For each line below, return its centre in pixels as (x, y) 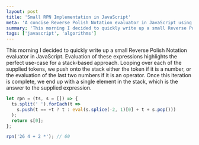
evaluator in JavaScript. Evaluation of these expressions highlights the (92, 57)
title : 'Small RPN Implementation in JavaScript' (69, 17)
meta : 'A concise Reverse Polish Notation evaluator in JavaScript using (99, 22)
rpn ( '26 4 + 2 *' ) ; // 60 (38, 137)
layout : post (22, 11)
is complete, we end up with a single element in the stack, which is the (92, 82)
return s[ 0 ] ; (28, 121)
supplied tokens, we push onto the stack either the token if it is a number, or (99, 69)
